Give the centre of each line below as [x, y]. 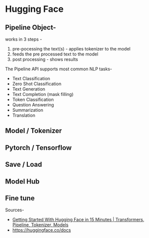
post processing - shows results [45, 59]
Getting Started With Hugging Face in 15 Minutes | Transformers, [78, 220]
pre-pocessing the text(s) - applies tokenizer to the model [71, 49]
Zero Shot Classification [37, 84]
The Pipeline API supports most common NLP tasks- [59, 69]
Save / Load [24, 165]
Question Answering [33, 105]
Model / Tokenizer [33, 131]
